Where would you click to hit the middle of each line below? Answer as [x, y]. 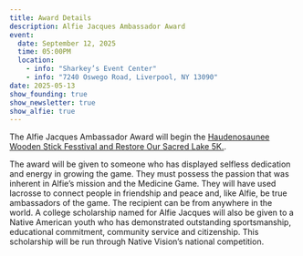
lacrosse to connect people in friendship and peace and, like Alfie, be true [148, 193]
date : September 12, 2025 [67, 43]
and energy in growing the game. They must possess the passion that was [149, 174]
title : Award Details [51, 18]
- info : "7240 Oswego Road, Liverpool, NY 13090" [122, 77]
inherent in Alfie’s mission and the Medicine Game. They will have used [143, 184]
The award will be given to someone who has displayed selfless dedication [150, 164]
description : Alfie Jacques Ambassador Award [97, 26]
